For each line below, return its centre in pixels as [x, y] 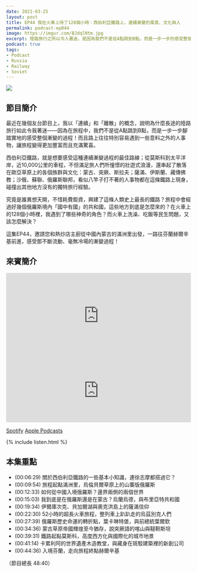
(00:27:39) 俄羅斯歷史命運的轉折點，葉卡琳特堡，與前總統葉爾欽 [92, 521]
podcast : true [23, 45]
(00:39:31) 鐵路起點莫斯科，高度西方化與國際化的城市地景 [84, 536]
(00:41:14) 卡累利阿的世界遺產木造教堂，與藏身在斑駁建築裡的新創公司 [99, 543]
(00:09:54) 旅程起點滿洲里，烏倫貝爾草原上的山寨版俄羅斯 [85, 484]
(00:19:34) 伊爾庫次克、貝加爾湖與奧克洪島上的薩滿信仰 [82, 506]
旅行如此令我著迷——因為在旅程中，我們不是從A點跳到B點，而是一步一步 [94, 130]
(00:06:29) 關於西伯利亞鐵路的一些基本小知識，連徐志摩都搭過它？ [95, 477]
